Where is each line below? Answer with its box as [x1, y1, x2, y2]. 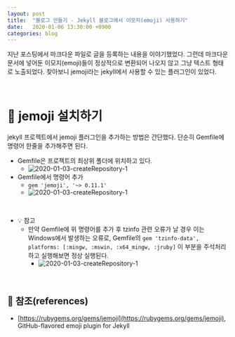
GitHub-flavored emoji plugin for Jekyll [17, 322, 130, 330]
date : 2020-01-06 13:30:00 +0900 [7, 23, 112, 30]
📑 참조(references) [7, 295, 89, 307]
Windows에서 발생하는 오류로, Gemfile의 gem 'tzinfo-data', [27, 234, 200, 242]
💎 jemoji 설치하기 [7, 108, 103, 124]
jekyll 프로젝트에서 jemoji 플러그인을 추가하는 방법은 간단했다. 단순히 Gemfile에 [7, 133, 224, 141]
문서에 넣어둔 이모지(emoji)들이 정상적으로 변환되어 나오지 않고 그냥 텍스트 [7, 59, 211, 67]
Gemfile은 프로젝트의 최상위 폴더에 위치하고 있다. [17, 157, 153, 165]
